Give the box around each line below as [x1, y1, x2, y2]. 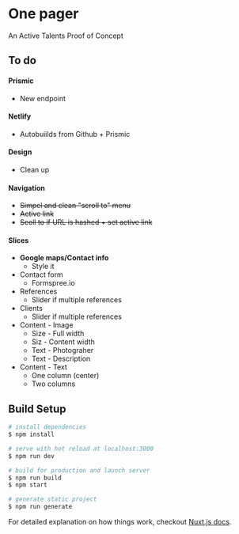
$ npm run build [8, 474, 62, 482]
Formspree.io [31, 278, 75, 288]
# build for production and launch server [8, 466, 150, 475]
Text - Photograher [31, 346, 94, 355]
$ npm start [8, 481, 47, 489]
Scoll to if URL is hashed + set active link [19, 218, 153, 227]
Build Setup [8, 402, 66, 415]
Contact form [19, 270, 63, 279]
